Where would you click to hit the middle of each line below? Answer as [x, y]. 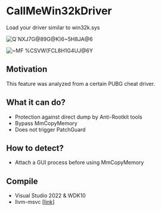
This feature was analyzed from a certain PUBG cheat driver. [80, 83]
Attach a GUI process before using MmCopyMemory [79, 163]
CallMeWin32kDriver [59, 11]
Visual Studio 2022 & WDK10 [50, 196]
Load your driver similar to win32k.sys [53, 27]
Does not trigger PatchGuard [50, 129]
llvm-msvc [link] [35, 202]
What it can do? [36, 103]
